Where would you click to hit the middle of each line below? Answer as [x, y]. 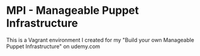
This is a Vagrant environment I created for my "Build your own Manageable [100, 40]
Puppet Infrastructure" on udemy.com [53, 46]
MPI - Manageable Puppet [73, 11]
